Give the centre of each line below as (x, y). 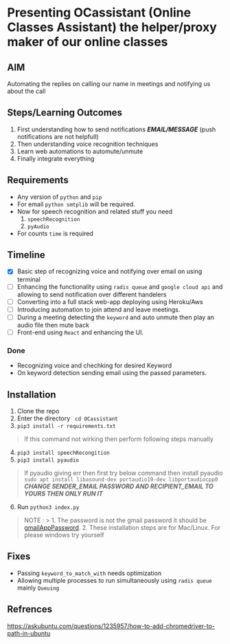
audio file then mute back (53, 325)
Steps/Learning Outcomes (65, 112)
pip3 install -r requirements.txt (66, 426)
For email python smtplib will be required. (76, 204)
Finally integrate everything (56, 158)
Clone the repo (38, 411)
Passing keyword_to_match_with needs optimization (89, 573)
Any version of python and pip (59, 197)
